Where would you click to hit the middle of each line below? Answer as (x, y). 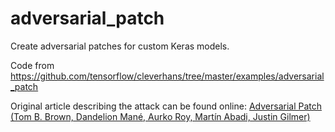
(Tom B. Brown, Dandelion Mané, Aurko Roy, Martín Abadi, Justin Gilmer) (160, 116)
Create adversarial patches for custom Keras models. (120, 46)
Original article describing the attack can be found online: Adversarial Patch (166, 106)
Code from (32, 65)
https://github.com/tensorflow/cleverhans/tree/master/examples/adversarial (167, 76)
